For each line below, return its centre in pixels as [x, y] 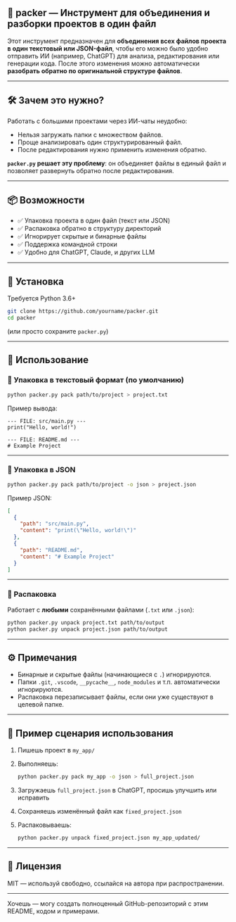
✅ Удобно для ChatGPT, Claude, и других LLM [86, 252]
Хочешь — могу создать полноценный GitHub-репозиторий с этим [108, 903]
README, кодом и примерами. [53, 911]
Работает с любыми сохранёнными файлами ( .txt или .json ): [101, 610]
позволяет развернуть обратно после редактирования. [91, 170]
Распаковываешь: [44, 825]
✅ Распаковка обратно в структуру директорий [89, 229]
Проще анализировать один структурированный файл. [100, 142]
